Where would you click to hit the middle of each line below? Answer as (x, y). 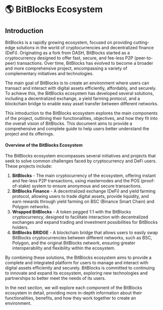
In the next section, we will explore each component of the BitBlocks (74, 288)
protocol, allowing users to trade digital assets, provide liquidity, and (81, 196)
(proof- (148, 181)
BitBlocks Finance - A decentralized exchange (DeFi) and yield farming (84, 191)
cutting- (141, 42)
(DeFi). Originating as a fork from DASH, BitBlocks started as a (67, 53)
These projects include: (29, 166)
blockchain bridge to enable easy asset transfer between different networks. (82, 104)
